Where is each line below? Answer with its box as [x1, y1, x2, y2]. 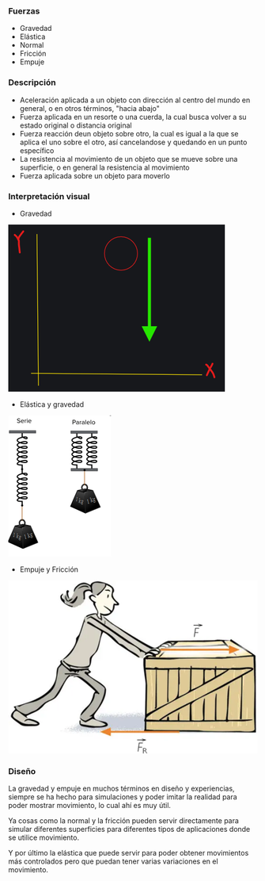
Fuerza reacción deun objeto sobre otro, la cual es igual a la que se [19, 128, 239, 138]
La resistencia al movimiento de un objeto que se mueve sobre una [19, 154, 238, 163]
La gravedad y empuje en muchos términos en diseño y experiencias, [8, 783, 235, 793]
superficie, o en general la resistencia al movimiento [19, 163, 190, 172]
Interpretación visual [8, 190, 90, 201]
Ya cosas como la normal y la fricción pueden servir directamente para [8, 815, 240, 825]
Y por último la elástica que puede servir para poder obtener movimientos [8, 848, 249, 857]
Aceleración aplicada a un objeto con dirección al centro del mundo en [19, 95, 251, 105]
